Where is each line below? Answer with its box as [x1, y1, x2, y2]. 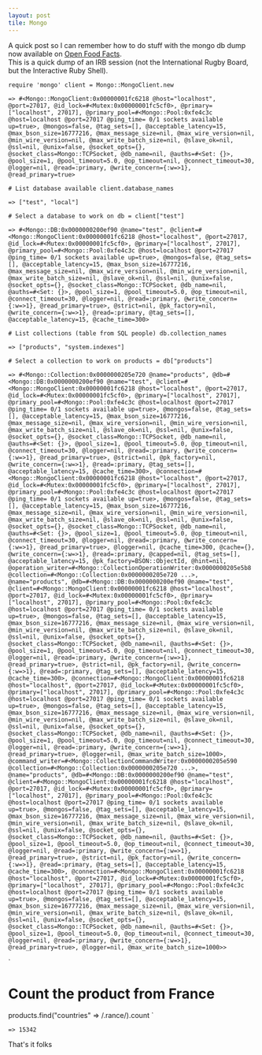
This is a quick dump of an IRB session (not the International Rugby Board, [8, 57, 249, 67]
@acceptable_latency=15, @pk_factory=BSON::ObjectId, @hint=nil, [8, 557, 227, 565]
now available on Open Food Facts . [8, 49, 122, 58]
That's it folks [8, 1040, 53, 1049]
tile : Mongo [8, 19, 47, 27]
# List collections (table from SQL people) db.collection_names [8, 329, 227, 337]
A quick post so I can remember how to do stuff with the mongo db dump [8, 40, 246, 50]
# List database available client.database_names [8, 185, 175, 192]
